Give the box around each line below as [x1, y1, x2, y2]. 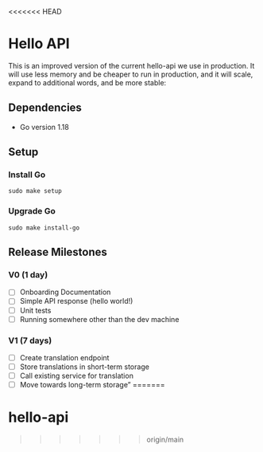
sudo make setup [8, 187, 62, 195]
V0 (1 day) [8, 269, 48, 281]
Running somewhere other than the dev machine [19, 314, 180, 324]
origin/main [146, 434, 184, 445]
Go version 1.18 [19, 122, 69, 132]
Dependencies [8, 101, 82, 115]
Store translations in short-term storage [19, 362, 149, 371]
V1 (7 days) [8, 335, 52, 346]
